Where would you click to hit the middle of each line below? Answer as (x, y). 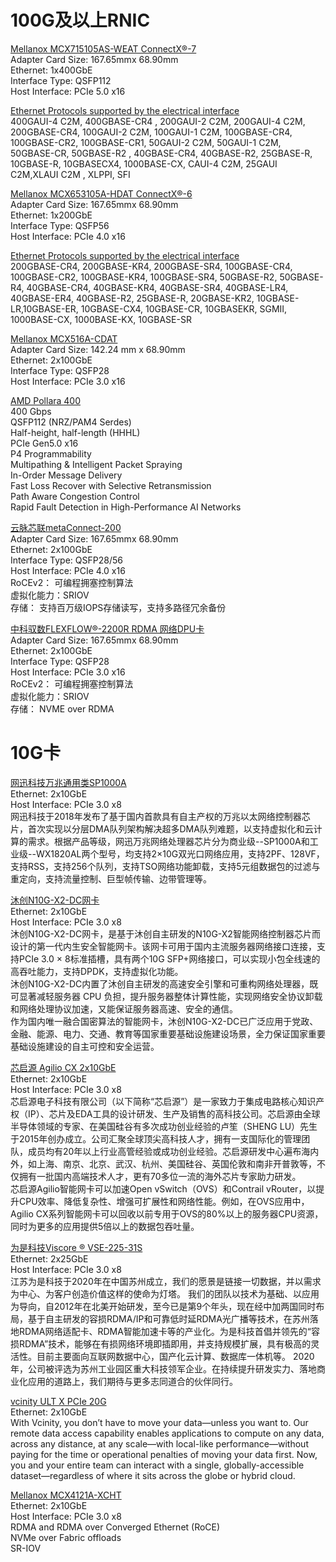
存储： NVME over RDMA (62, 708)
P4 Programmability (51, 453)
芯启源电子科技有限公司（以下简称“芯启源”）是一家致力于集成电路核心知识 (163, 1101)
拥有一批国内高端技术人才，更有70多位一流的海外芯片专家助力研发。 (160, 1176)
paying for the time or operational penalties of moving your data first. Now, (164, 1454)
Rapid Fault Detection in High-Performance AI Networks (126, 507)
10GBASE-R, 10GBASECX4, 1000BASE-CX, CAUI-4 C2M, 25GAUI (144, 163)
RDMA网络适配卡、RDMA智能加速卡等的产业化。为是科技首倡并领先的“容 (169, 1331)
